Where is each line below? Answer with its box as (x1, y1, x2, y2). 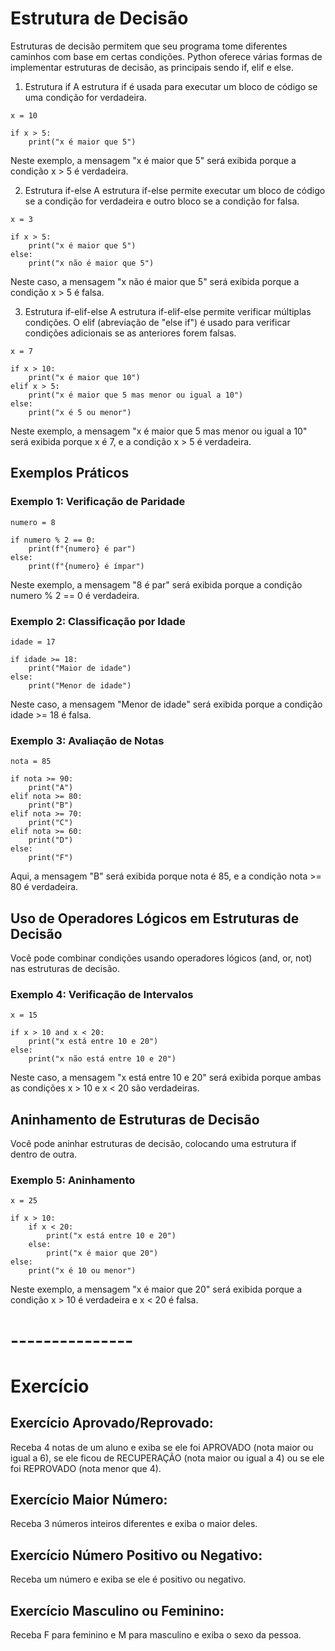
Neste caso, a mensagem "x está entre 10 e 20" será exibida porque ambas (10, 1072, 322, 1084)
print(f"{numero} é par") (28, 543, 137, 554)
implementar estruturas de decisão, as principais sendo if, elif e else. (10, 61, 294, 73)
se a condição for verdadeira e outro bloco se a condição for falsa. (24, 195, 300, 207)
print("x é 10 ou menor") (28, 1266, 137, 1276)
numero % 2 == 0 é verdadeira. (10, 589, 140, 601)
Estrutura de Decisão (10, 7, 189, 30)
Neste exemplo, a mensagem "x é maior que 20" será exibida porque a (10, 1283, 303, 1296)
